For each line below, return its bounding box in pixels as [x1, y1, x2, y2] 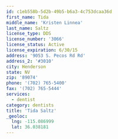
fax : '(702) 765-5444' [6, 86, 62, 92]
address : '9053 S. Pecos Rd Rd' [6, 53, 86, 59]
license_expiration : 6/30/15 [6, 47, 78, 53]
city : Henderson [6, 63, 46, 70]
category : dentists [6, 102, 54, 108]
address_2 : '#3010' [6, 58, 54, 64]
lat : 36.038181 [11, 124, 49, 130]
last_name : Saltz [6, 25, 49, 31]
